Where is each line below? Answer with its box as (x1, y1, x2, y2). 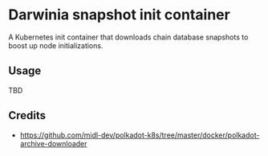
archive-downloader (19, 138, 87, 148)
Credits (8, 109, 47, 122)
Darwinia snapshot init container (8, 6, 230, 24)
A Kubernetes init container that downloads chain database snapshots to (8, 32, 249, 42)
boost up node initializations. (8, 40, 104, 50)
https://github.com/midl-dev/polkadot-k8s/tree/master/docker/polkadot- (19, 130, 260, 140)
